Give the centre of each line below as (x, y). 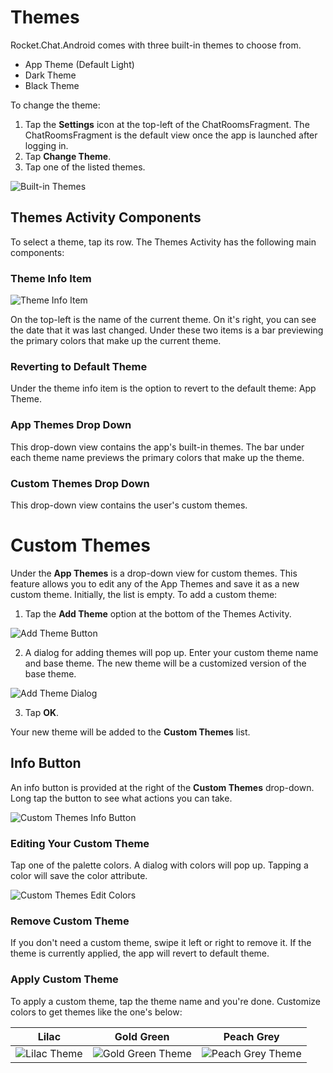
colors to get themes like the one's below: (96, 1012)
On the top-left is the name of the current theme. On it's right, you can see (163, 320)
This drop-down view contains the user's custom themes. (129, 505)
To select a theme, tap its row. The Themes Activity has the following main (163, 242)
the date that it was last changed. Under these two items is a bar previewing (167, 330)
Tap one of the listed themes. (85, 167)
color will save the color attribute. (79, 875)
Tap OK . (42, 712)
